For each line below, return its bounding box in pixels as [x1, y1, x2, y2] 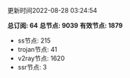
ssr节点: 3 [17, 63, 48, 71]
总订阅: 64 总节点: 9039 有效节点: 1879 [7, 21, 123, 30]
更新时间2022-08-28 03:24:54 [7, 6, 97, 14]
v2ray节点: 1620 [17, 54, 65, 62]
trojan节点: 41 [17, 45, 58, 53]
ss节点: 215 [17, 36, 51, 45]
